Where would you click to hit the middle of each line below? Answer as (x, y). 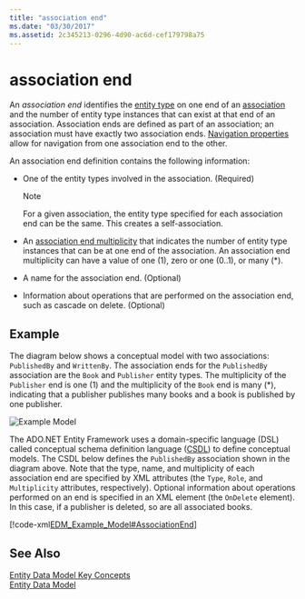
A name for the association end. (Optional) (102, 278)
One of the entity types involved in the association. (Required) (138, 179)
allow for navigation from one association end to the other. (118, 144)
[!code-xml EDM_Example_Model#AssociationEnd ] (103, 524)
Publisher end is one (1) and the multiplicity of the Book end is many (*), (143, 385)
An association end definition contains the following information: (130, 161)
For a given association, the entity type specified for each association (152, 214)
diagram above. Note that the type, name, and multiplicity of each (132, 468)
